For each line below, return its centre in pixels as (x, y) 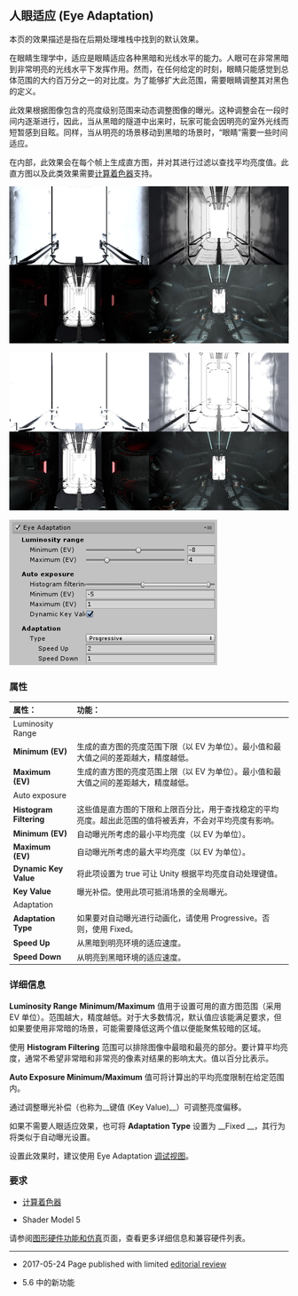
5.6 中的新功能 (48, 1282)
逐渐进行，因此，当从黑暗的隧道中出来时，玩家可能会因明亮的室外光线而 (157, 121)
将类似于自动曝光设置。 (52, 1137)
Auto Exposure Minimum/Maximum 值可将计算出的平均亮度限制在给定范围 (147, 1077)
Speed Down (37, 957)
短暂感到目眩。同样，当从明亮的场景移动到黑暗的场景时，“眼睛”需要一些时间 (149, 132)
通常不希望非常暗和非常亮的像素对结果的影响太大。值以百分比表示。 (149, 1058)
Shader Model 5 (51, 1220)
